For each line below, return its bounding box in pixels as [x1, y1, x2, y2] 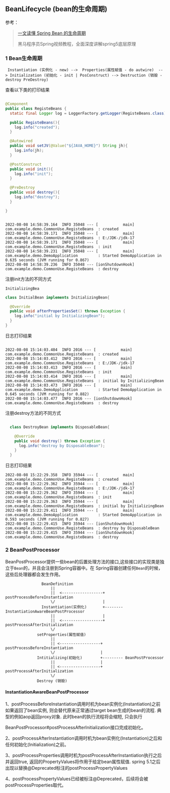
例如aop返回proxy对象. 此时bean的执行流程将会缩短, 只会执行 [14, 713, 143, 719]
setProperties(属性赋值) [37, 632, 87, 637]
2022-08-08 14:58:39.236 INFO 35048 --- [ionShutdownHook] [5, 262, 135, 267]
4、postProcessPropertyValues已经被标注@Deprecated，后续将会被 [5, 775, 148, 782]
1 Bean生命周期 [5, 55, 42, 62]
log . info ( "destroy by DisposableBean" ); [18, 443, 105, 448]
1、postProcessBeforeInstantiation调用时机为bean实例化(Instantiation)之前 [5, 701, 161, 707]
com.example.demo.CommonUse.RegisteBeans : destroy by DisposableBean [5, 526, 159, 531]
